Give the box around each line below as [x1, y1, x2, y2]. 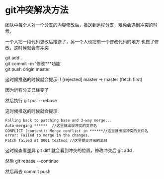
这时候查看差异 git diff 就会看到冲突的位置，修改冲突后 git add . [5, 147, 135, 153]
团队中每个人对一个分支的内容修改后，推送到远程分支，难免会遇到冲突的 [5, 22, 153, 28]
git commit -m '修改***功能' [5, 60, 62, 66]
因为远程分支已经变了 [5, 87, 49, 93]
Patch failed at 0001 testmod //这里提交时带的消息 [5, 138, 108, 143]
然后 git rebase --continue [5, 158, 59, 164]
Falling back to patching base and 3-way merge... [5, 118, 112, 123]
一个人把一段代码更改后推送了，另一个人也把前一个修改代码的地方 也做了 [5, 38, 155, 45]
